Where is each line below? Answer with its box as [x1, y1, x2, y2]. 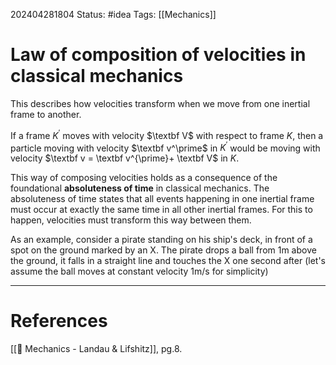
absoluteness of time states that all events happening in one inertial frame [10, 193, 315, 205]
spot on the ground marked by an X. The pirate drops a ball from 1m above [10, 244, 317, 256]
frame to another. [10, 108, 82, 120]
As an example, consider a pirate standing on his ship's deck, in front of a [10, 234, 313, 246]
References [10, 310, 108, 333]
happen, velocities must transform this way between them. [10, 214, 252, 226]
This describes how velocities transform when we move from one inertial [10, 97, 311, 109]
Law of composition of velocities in [10, 44, 307, 66]
